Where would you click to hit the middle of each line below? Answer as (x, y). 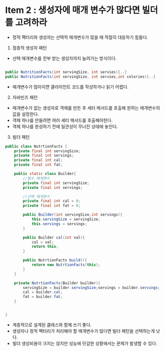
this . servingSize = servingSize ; (66, 219)
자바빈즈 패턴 (25, 97)
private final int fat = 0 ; (52, 206)
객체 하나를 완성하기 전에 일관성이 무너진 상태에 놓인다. (65, 126)
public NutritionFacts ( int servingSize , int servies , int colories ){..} (80, 77)
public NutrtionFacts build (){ (55, 260)
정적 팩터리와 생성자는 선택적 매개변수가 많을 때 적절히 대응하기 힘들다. (80, 37)
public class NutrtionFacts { (36, 146)
